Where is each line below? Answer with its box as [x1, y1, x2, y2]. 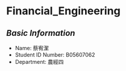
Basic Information [6, 28, 75, 38]
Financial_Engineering [6, 4, 121, 18]
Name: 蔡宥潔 [14, 45, 49, 51]
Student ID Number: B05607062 [14, 51, 95, 58]
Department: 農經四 [14, 58, 64, 65]
